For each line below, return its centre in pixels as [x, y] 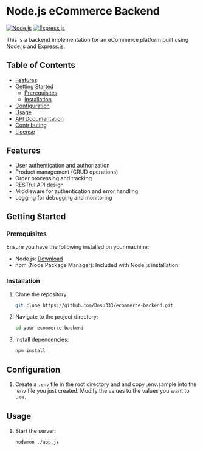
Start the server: [36, 431]
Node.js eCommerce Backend [83, 11]
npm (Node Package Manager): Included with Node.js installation [97, 265]
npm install [30, 351]
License [25, 131]
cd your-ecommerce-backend [49, 328]
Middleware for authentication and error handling [77, 191]
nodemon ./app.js [37, 442]
